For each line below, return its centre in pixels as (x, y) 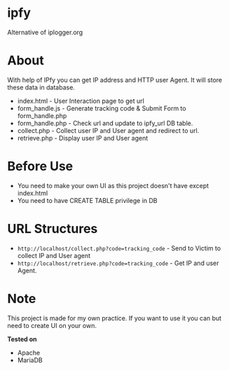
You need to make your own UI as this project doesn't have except (113, 185)
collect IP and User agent (54, 255)
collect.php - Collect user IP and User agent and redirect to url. (108, 130)
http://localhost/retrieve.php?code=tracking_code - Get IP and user (118, 263)
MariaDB (30, 360)
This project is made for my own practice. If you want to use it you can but (114, 318)
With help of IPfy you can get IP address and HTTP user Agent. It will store (115, 80)
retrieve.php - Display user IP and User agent (83, 138)
